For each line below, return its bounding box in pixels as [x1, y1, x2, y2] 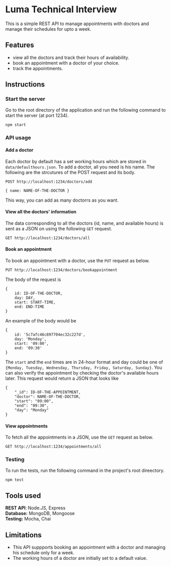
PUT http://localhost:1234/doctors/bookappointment [5, 267, 117, 272]
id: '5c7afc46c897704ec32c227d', [14, 332, 86, 337]
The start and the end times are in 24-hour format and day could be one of [5, 359, 163, 365]
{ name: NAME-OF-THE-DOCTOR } [5, 188, 70, 193]
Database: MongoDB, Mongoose [5, 510, 75, 516]
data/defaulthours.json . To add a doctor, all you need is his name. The [5, 164, 155, 170]
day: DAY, [14, 295, 36, 300]
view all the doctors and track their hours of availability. [12, 54, 129, 60]
